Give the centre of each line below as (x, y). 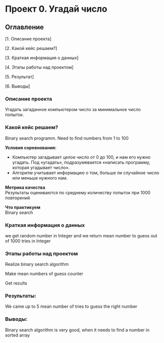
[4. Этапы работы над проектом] (39, 67)
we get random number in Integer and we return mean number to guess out (81, 235)
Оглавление (24, 27)
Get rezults (16, 283)
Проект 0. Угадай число (56, 9)
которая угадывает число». (41, 167)
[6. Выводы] (18, 86)
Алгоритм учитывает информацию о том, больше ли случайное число (86, 173)
